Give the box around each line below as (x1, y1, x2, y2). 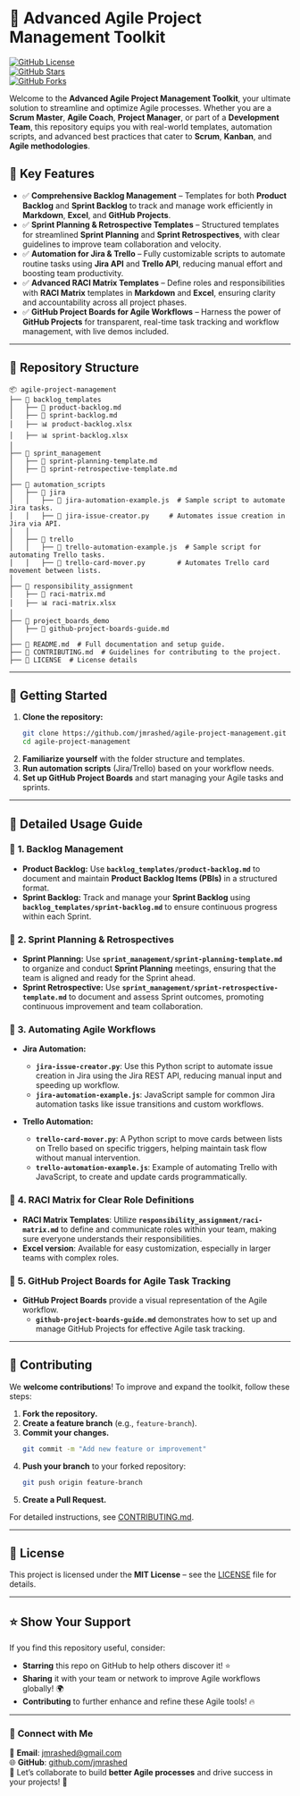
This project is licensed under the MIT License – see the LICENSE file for (9, 1569, 277, 1581)
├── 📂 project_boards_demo (9, 616, 110, 625)
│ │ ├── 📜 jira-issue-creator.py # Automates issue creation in (9, 511, 286, 520)
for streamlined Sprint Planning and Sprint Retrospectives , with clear (21, 229, 280, 240)
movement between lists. (9, 566, 102, 575)
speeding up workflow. (35, 1080, 121, 1091)
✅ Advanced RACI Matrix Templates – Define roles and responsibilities (21, 277, 286, 288)
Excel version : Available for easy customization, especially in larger (21, 1243, 271, 1253)
